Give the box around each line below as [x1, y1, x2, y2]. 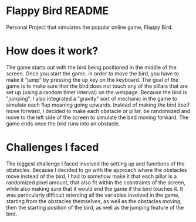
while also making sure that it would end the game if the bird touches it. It [6, 185, 184, 192]
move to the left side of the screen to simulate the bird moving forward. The [6, 114, 189, 121]
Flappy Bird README [6, 4, 109, 18]
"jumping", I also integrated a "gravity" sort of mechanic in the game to [6, 95, 178, 102]
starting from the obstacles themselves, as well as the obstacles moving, [6, 197, 182, 204]
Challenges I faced [6, 141, 99, 154]
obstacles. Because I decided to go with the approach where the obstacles [6, 166, 187, 173]
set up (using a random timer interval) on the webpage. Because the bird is [6, 88, 187, 95]
